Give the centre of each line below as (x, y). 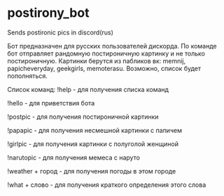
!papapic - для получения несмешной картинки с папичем (94, 130)
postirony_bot (48, 13)
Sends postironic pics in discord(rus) (61, 32)
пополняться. (27, 76)
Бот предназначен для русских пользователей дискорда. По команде (112, 46)
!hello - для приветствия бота (51, 103)
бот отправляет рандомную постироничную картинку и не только (106, 53)
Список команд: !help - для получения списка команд (88, 89)
